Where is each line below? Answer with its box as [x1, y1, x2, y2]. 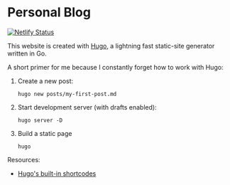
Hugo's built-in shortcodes [17, 169, 97, 178]
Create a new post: [17, 76, 74, 85]
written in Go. [7, 49, 48, 58]
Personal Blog [7, 4, 91, 21]
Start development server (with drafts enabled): [17, 102, 158, 111]
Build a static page [17, 129, 72, 137]
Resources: [7, 155, 40, 164]
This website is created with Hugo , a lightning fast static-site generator [7, 41, 215, 50]
